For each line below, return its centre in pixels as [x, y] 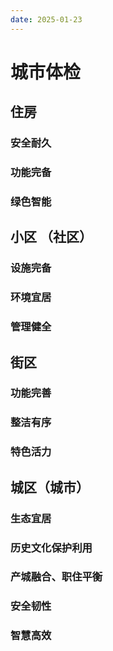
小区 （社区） [51, 237]
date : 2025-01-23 [46, 19]
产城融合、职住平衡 [56, 577]
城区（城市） [50, 487]
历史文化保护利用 [51, 548]
